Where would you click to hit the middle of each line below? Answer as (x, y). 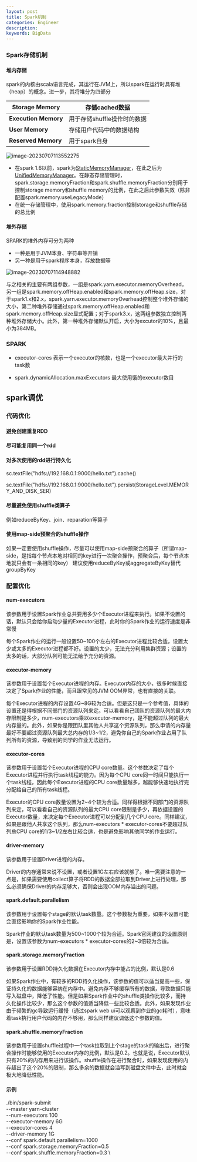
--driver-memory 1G (30, 1134)
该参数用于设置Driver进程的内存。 (47, 859)
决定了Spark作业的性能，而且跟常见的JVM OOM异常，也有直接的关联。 (93, 691)
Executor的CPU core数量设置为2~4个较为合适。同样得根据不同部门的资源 (95, 802)
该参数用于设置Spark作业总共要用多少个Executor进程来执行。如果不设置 (93, 614)
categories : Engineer (33, 22)
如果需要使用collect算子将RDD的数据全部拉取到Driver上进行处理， (101, 879)
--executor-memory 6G (34, 1121)
